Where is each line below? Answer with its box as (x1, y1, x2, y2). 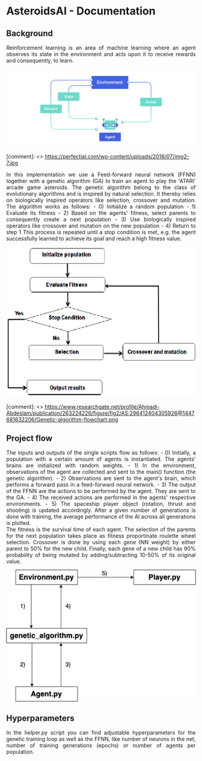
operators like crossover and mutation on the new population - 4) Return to (6, 222, 196, 229)
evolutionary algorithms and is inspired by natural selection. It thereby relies (6, 190, 196, 197)
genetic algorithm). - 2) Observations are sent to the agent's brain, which (6, 474, 196, 482)
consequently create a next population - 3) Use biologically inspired (6, 216, 196, 223)
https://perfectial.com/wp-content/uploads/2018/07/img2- (44, 152, 189, 160)
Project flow (6, 433, 53, 443)
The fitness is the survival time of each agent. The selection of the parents (6, 526, 196, 533)
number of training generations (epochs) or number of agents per (6, 742, 196, 749)
